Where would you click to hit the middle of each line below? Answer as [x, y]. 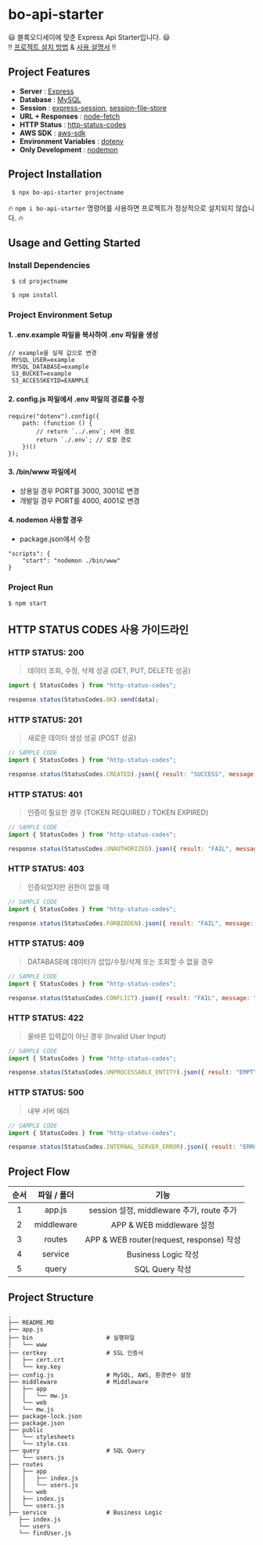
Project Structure [51, 1298]
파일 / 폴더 [56, 1195]
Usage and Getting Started [74, 242]
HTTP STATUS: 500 [46, 1093]
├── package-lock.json [45, 1416]
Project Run [31, 587]
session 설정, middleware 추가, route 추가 [163, 1210]
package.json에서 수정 [55, 539]
